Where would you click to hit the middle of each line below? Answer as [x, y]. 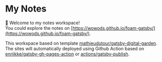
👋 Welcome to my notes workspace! [43, 23]
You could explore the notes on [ [39, 28]
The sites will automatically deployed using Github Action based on [75, 48]
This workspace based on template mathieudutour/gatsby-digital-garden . [81, 43]
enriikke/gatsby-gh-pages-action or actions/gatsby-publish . [67, 54]
